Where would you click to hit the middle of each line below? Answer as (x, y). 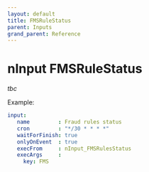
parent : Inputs (30, 27)
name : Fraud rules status (69, 122)
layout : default (31, 14)
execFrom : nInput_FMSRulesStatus (74, 149)
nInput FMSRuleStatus (75, 69)
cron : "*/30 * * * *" (63, 129)
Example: (21, 102)
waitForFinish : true (47, 135)
